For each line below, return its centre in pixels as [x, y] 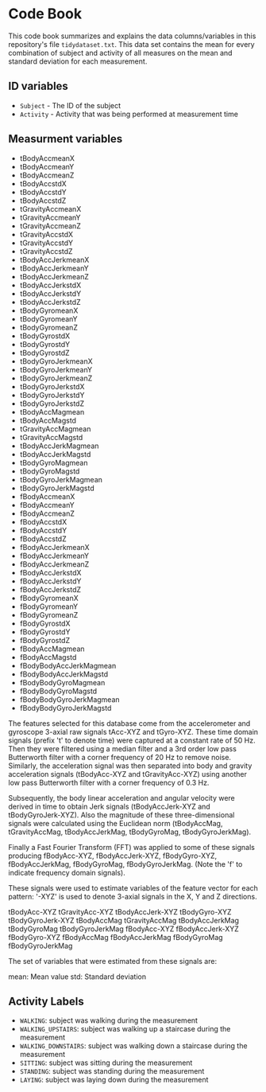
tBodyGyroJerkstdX [52, 386]
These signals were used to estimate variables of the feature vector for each [133, 887]
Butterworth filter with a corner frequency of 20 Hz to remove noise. [120, 757]
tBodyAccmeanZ [47, 175]
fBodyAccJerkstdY [50, 581]
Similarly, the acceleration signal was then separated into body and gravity [130, 766]
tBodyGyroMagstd [50, 471]
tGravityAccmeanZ [50, 226]
